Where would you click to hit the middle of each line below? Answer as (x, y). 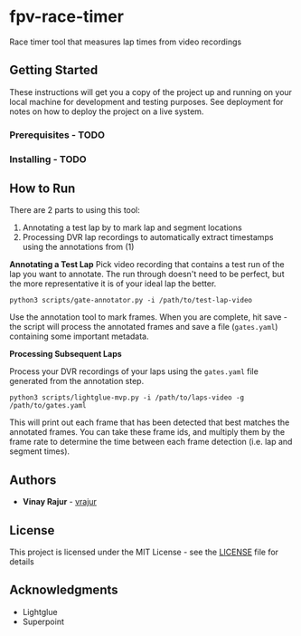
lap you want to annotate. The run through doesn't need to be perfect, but (147, 275)
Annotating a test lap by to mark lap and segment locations (132, 227)
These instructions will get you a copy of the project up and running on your (150, 92)
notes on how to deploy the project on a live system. (107, 111)
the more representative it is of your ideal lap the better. (113, 284)
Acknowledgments (64, 590)
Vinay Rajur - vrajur (60, 502)
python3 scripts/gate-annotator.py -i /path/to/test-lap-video (131, 301)
